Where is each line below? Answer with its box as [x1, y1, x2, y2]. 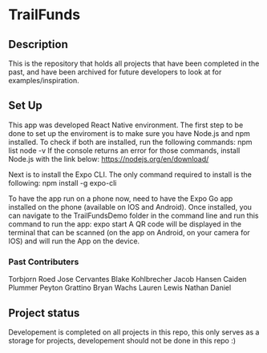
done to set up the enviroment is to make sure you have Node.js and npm [8, 128, 250, 138]
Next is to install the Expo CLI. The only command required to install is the [8, 170, 253, 179]
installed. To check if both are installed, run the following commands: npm [8, 137, 253, 146]
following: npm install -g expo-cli [8, 178, 117, 187]
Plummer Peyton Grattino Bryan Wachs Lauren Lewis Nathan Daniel [8, 283, 232, 293]
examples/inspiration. [8, 76, 79, 85]
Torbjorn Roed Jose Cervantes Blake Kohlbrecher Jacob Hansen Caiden [8, 275, 247, 284]
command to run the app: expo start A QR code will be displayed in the [8, 219, 242, 229]
